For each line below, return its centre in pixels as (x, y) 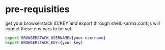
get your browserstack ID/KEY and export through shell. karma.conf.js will (83, 23)
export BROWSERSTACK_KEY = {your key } (44, 42)
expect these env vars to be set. (39, 28)
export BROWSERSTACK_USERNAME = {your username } (56, 38)
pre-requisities (37, 9)
